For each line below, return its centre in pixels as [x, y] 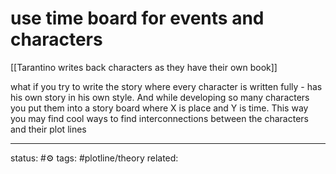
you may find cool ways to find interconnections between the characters [159, 118]
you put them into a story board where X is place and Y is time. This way [159, 108]
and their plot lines [48, 129]
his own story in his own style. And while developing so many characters [160, 97]
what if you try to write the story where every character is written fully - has [166, 86]
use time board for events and [137, 18]
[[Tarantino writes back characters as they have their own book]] [144, 67]
